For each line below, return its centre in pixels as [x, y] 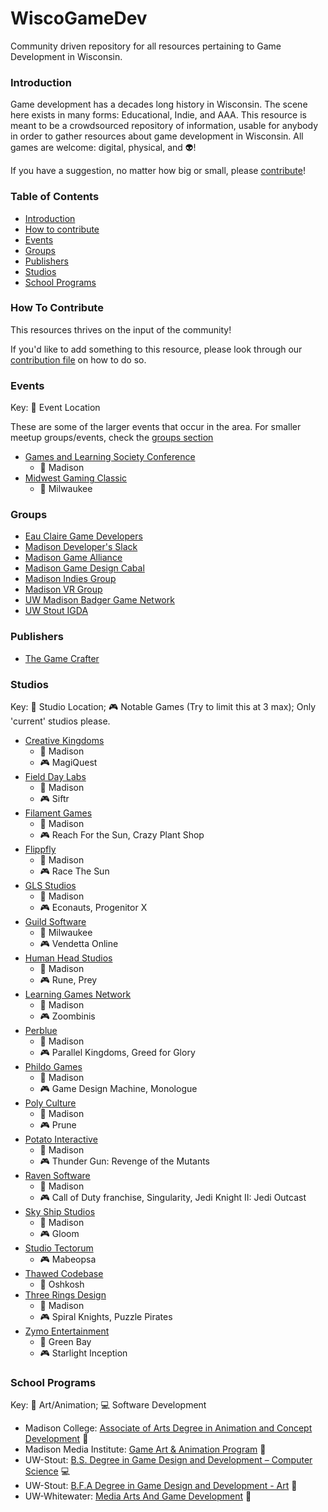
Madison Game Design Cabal [84, 568]
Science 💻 [47, 1471]
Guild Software [55, 922]
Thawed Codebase [64, 1274]
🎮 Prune [58, 1125]
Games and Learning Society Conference [110, 457]
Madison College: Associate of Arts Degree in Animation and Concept [168, 1428]
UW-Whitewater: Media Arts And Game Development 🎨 [138, 1496]
